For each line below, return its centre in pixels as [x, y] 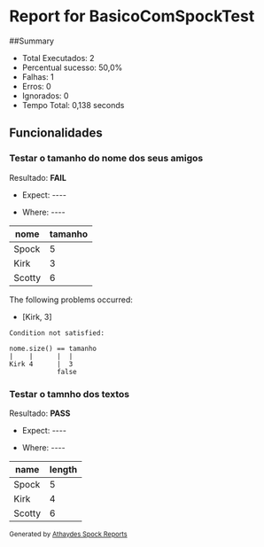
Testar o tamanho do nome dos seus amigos [106, 159]
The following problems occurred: [71, 300]
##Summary [32, 41]
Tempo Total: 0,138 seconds [73, 105]
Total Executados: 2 [58, 58]
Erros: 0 [36, 86]
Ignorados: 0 [45, 96]
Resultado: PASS [40, 413]
